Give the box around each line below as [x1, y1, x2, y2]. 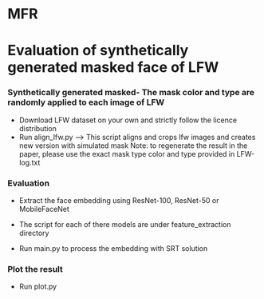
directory [18, 228, 49, 237]
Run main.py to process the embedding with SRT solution [18, 243, 208, 253]
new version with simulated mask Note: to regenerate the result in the [18, 141, 248, 150]
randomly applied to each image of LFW [7, 97, 165, 108]
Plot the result [7, 263, 63, 274]
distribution [18, 123, 57, 133]
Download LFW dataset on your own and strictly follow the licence [18, 115, 237, 125]
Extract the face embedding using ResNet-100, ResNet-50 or [18, 195, 219, 205]
